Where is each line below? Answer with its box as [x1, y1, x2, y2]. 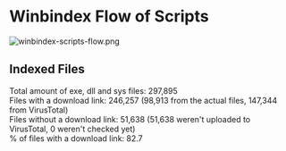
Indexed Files [9, 62, 85, 77]
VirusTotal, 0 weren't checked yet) [9, 123, 136, 134]
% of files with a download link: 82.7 [9, 132, 143, 144]
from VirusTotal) [9, 105, 69, 115]
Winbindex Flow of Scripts [9, 6, 209, 27]
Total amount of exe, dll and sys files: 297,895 [9, 85, 179, 96]
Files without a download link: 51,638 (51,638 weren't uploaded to [9, 113, 251, 124]
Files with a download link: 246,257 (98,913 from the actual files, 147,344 [9, 95, 278, 105]
